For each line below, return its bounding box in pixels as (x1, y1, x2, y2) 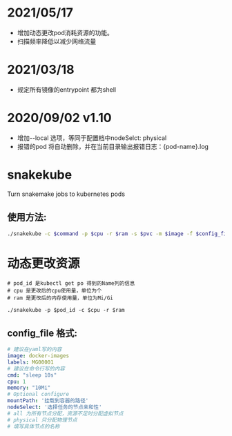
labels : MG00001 (7, 359, 54, 366)
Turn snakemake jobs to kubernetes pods (7, 190, 126, 198)
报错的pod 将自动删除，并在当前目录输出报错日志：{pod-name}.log (17, 142, 209, 150)
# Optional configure (7, 391, 70, 398)
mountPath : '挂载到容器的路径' (7, 397, 89, 404)
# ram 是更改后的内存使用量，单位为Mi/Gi (7, 295, 114, 301)
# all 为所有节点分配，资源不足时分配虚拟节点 (7, 410, 124, 417)
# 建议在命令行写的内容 (7, 365, 66, 372)
